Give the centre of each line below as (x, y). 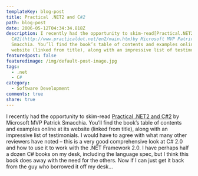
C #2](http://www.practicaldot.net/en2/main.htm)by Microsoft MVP (93, 39)
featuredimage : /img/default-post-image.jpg (62, 61)
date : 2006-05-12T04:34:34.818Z (46, 28)
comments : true (25, 94)
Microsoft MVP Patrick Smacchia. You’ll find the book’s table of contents (94, 122)
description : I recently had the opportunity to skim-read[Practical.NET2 (100, 34)
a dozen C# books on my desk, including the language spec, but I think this (98, 154)
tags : (13, 66)
